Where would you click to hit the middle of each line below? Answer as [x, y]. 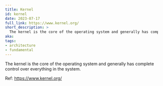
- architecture [20, 45]
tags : [10, 41]
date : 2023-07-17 [23, 18]
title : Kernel [19, 9]
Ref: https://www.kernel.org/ [33, 78]
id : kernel [16, 14]
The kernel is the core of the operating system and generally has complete [80, 64]
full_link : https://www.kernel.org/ [42, 23]
